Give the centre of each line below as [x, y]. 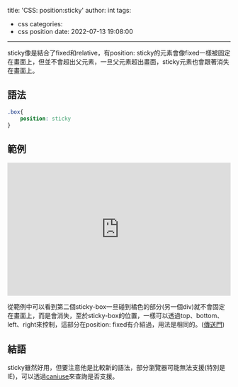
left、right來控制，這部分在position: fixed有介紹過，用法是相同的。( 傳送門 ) [116, 325]
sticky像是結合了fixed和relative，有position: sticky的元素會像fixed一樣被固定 [119, 53]
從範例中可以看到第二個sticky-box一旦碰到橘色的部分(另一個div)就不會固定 [116, 307]
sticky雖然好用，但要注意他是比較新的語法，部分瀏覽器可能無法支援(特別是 [117, 368]
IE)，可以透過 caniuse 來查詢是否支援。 [63, 376]
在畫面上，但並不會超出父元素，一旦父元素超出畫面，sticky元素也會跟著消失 [118, 62]
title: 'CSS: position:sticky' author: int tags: [69, 10]
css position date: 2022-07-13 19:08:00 [75, 32]
